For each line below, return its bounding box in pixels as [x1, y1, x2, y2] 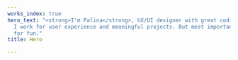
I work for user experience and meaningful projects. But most [13, 23, 204, 30]
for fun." [13, 29, 42, 37]
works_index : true [7, 10, 62, 17]
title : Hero [7, 36, 42, 43]
